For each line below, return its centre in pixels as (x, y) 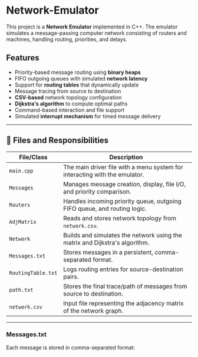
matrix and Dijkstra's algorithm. (106, 242)
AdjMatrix (23, 222)
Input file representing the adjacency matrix (123, 303)
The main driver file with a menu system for (123, 167)
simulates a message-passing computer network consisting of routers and (97, 33)
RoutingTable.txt (33, 273)
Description (126, 157)
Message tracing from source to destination (68, 91)
